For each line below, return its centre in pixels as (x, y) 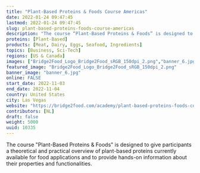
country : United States (36, 95)
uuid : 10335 (21, 128)
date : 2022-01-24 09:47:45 (40, 17)
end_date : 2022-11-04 (33, 89)
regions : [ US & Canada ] (36, 56)
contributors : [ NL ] (30, 111)
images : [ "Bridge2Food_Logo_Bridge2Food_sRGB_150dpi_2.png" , (84, 61)
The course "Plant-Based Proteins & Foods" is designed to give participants (99, 144)
